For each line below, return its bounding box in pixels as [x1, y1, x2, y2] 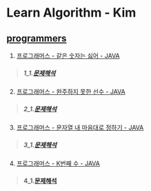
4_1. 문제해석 [23, 176, 57, 185]
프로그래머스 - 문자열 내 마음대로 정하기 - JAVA [16, 123, 144, 131]
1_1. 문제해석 [23, 69, 56, 77]
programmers [6, 33, 67, 44]
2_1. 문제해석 [23, 104, 57, 113]
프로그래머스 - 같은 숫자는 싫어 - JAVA [16, 52, 120, 60]
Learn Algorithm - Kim [6, 5, 137, 21]
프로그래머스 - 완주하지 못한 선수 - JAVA [16, 87, 125, 95]
